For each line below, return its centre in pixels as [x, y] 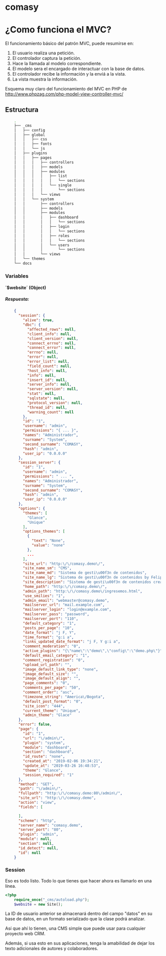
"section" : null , [36, 844]
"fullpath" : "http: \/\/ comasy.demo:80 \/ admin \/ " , [70, 793]
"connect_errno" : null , [52, 343]
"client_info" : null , [49, 334]
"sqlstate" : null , [46, 398]
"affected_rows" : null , [52, 329]
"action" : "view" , [37, 803]
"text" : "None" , [48, 541]
